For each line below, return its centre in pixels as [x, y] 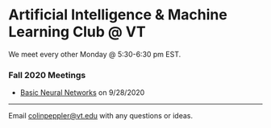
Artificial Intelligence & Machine [118, 15]
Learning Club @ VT [77, 32]
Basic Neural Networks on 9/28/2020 [82, 93]
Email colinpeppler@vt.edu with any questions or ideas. [101, 116]
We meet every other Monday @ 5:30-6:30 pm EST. [95, 54]
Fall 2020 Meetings [47, 75]
